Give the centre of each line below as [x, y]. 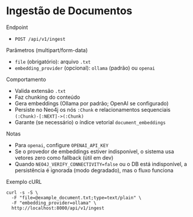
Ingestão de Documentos [69, 11]
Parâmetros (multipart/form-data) [47, 50]
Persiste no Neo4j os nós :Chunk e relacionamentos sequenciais [92, 109]
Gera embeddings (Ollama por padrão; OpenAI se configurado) [91, 103]
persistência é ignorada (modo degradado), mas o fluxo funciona [94, 170]
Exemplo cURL [24, 182]
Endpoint [17, 27]
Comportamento [26, 79]
